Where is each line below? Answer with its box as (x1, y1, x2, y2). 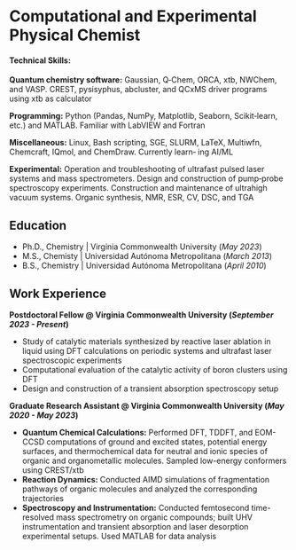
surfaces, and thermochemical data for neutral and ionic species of (21, 446, 269, 457)
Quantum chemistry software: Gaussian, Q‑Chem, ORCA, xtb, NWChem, (9, 75, 277, 85)
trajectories (21, 493, 65, 504)
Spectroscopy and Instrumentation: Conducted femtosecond (21, 503, 250, 514)
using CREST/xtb (21, 465, 84, 475)
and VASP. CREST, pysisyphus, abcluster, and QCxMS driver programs (9, 84, 268, 95)
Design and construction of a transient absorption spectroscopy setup (21, 383, 279, 394)
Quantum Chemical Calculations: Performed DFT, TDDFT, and (21, 428, 253, 438)
